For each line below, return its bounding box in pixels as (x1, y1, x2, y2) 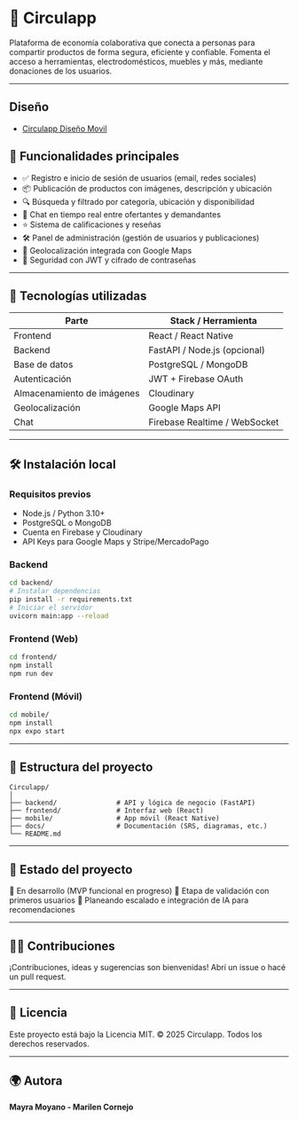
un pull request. (9, 971, 67, 983)
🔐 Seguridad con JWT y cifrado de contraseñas (21, 255, 197, 265)
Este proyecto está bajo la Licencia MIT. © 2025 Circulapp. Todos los (9, 1029, 263, 1039)
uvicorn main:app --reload (9, 611, 109, 620)
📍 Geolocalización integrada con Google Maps (21, 245, 192, 255)
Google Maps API (148, 402, 222, 414)
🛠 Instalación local (9, 457, 117, 472)
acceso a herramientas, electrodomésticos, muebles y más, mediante (9, 56, 263, 67)
